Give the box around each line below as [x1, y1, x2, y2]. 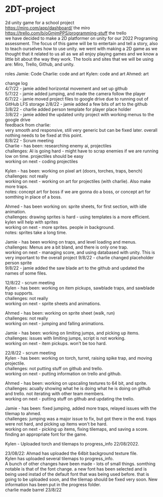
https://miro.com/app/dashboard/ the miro [5, 25, 90, 30]
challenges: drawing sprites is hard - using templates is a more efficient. [5, 214, 150, 220]
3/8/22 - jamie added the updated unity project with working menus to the [5, 111, 155, 117]
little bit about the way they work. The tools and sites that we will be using [5, 56, 154, 62]
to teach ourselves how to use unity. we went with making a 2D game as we [5, 46, 158, 51]
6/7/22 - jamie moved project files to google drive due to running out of [5, 96, 149, 101]
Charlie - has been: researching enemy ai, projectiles [5, 143, 112, 149]
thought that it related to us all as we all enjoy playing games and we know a [5, 50, 158, 57]
